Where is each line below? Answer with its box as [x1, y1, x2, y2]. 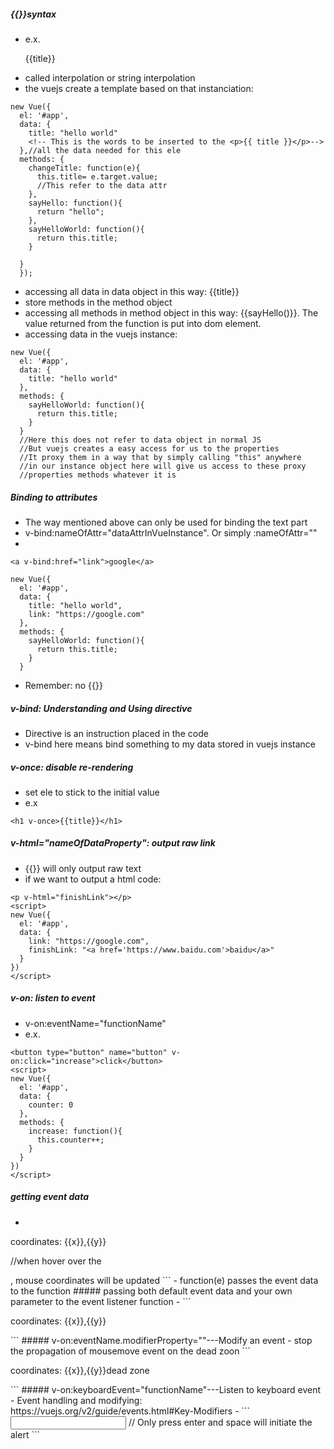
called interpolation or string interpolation [24, 71, 196, 84]
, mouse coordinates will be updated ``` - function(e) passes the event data [10, 1274, 319, 1286]
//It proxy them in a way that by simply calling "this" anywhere [19, 452, 302, 462]
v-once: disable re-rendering [10, 761, 134, 773]
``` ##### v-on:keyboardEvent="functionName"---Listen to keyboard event [10, 1383, 322, 1395]
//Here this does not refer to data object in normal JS [19, 435, 262, 445]
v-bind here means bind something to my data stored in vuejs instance [24, 738, 316, 750]
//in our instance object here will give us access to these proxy [19, 461, 307, 471]
